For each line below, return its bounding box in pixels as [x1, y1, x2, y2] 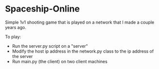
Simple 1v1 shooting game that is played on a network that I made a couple [5, 19, 155, 25]
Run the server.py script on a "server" [12, 43, 88, 49]
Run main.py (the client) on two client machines [12, 58, 108, 64]
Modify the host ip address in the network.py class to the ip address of [12, 48, 154, 54]
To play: [5, 34, 21, 40]
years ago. [5, 24, 27, 30]
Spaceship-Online [5, 3, 80, 14]
